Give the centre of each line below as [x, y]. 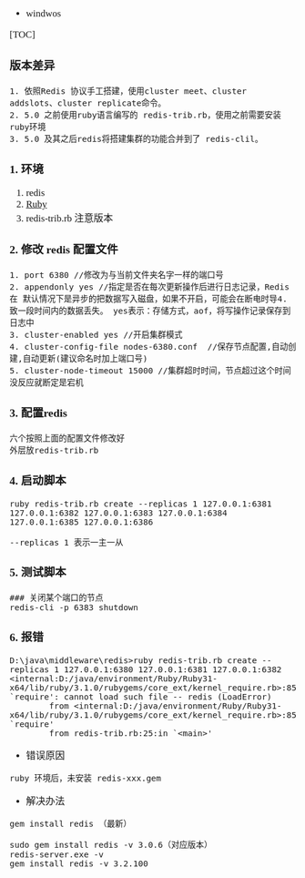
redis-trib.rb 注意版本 [70, 219]
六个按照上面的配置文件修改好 [67, 438]
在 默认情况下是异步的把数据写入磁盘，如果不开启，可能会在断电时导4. [149, 299]
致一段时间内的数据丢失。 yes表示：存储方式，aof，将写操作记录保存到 [150, 311]
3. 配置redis [39, 413]
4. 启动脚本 [38, 480]
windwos [44, 13]
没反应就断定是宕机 [46, 383]
